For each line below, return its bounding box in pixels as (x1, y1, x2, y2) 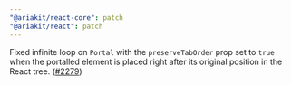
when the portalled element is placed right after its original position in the (9, 56, 283, 67)
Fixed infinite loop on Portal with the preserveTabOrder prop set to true (9, 46, 275, 57)
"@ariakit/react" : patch (9, 22, 103, 31)
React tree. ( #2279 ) (9, 65, 83, 77)
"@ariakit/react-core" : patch (9, 13, 124, 23)
